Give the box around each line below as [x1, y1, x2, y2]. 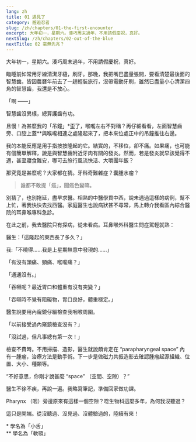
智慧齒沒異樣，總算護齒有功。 [6, 109, 78, 117]
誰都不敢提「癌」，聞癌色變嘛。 [20, 181, 95, 189]
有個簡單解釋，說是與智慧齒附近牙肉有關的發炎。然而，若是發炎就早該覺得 [6, 149, 185, 156]
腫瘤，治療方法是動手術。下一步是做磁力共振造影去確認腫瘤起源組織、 [16, 352, 185, 360]
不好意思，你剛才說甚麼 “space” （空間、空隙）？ [8, 372, 128, 379]
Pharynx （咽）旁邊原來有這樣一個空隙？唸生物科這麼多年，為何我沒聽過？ [6, 398, 186, 405]
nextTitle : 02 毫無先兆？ [6, 42, 65, 47]
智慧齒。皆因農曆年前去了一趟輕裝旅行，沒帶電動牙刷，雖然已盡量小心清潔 [6, 77, 185, 85]
